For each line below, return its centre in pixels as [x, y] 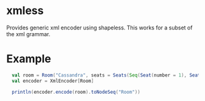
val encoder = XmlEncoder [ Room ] [53, 81]
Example [29, 59]
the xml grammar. [28, 34]
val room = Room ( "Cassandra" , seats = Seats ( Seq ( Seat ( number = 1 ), [99, 75]
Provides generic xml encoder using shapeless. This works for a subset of [99, 28]
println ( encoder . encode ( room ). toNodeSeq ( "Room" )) [76, 92]
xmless [25, 11]
